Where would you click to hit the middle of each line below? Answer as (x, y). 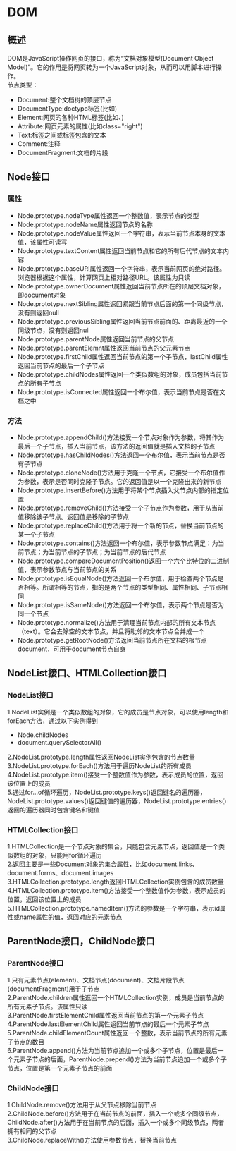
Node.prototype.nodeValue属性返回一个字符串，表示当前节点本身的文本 (122, 233)
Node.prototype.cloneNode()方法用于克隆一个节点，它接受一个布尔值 (118, 473)
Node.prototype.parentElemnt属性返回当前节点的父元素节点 (104, 348)
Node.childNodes (43, 735)
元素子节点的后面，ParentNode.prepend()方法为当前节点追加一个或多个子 (120, 1059)
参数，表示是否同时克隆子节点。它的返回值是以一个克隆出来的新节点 (123, 481)
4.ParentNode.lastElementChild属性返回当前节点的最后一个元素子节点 (108, 1024)
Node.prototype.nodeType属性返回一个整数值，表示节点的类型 (108, 215)
